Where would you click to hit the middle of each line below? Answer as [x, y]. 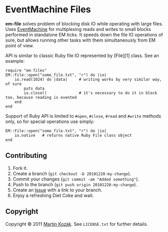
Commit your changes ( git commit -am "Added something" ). [76, 179]
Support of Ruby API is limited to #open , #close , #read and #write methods [83, 116]
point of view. [20, 45]
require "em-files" [26, 70]
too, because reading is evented [41, 97]
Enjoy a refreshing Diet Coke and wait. [53, 195]
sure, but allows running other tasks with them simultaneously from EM [80, 40]
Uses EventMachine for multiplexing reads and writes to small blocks [78, 29]
